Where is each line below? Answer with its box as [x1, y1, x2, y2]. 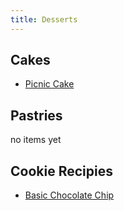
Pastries [10, 107, 63, 124]
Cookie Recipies [10, 162, 113, 180]
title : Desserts [10, 14, 78, 25]
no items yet [10, 134, 62, 146]
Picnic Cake [24, 78, 75, 90]
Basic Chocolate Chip [24, 189, 115, 201]
